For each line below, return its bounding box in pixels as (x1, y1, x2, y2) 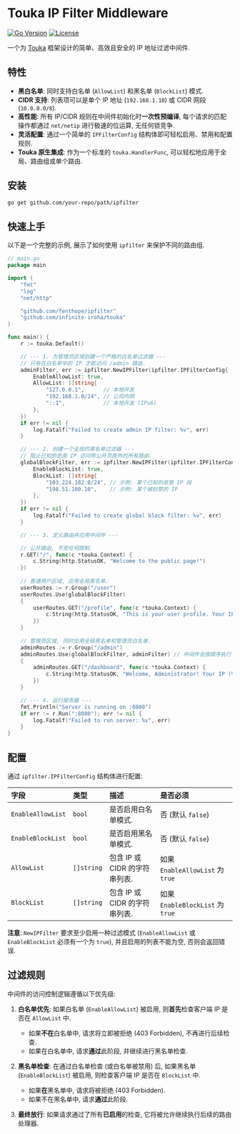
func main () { (7, 333, 50, 341)
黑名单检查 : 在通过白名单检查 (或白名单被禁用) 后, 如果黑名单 (17, 1062, 196, 1070)
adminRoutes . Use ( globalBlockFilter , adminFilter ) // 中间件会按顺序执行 (20, 651, 231, 658)
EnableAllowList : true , (33, 373, 104, 380)
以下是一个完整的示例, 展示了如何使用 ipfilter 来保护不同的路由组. (7, 241, 205, 249)
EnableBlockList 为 (160, 900, 225, 910)
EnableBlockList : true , (33, 466, 104, 473)
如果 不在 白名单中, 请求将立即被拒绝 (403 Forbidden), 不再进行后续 (28, 1028, 224, 1037)
